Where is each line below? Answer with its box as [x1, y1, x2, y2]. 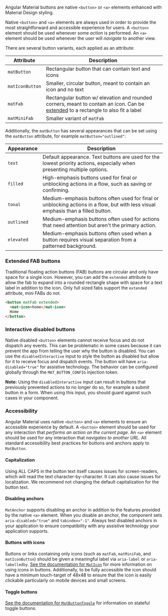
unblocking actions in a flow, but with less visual [42, 201, 156, 208]
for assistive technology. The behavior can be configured [39, 364, 158, 370]
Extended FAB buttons [5, 257, 61, 264]
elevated [7, 237, 28, 242]
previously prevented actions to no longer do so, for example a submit [5, 384, 149, 390]
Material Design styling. [5, 10, 54, 16]
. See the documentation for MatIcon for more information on [27, 561, 152, 567]
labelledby [5, 562, 28, 567]
